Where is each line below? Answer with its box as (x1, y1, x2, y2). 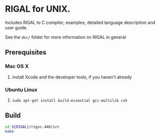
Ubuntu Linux (5, 86, 38, 93)
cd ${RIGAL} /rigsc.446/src (5, 124, 60, 129)
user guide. (5, 24, 28, 30)
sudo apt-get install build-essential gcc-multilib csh (12, 98, 128, 103)
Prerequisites (5, 48, 47, 57)
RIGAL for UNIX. (5, 3, 71, 15)
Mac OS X (5, 63, 29, 70)
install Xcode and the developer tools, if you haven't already (12, 74, 132, 80)
